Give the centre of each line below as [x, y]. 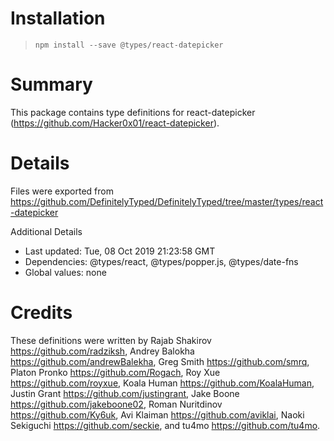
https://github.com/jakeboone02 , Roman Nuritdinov [116, 404]
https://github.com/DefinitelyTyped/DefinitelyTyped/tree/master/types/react [167, 201]
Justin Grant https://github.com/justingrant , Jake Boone [125, 393]
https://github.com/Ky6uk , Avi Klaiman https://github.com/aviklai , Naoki [157, 414]
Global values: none [65, 272]
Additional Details [46, 231]
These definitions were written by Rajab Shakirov [111, 340]
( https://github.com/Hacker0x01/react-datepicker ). [115, 123]
